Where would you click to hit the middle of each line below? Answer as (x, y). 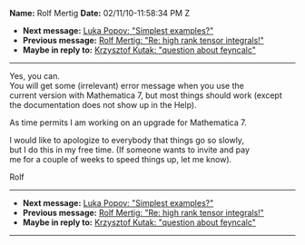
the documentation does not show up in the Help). (103, 105)
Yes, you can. (35, 76)
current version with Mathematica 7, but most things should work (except (146, 95)
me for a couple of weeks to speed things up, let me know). (121, 159)
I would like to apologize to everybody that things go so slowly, (127, 140)
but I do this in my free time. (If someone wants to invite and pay (130, 150)
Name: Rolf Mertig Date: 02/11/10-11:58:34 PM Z (100, 13)
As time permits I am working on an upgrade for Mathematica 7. (128, 122)
